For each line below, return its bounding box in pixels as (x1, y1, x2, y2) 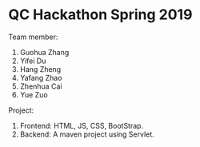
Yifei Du (19, 56, 46, 66)
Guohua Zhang (19, 47, 70, 57)
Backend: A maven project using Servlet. (19, 129, 154, 139)
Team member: (8, 32, 58, 42)
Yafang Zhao (19, 73, 62, 82)
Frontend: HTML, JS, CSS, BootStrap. (19, 121, 144, 130)
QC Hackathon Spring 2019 (8, 6, 193, 24)
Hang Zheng (19, 64, 62, 73)
